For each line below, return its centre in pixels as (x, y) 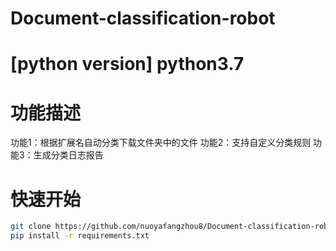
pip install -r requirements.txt (80, 236)
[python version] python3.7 (127, 64)
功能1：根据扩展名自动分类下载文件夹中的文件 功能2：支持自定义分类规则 (161, 143)
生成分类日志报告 (68, 155)
